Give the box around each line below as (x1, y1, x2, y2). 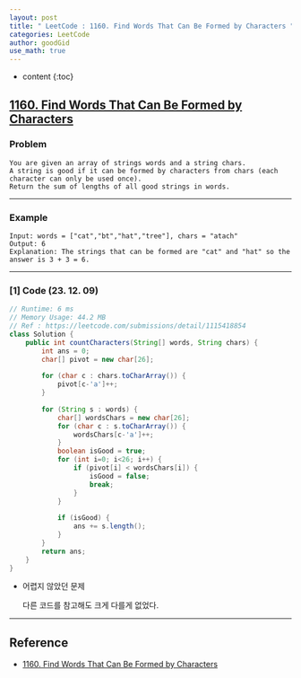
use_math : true (9, 47, 66, 56)
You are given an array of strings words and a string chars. (9, 158, 246, 167)
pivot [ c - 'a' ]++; (56, 380, 118, 389)
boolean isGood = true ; (56, 446, 146, 456)
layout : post (9, 13, 58, 22)
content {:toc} (21, 71, 74, 82)
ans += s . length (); (73, 522, 146, 531)
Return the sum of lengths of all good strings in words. (9, 181, 230, 191)
